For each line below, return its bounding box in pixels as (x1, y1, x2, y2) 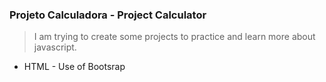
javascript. (33, 41, 77, 53)
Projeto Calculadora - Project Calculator (9, 8, 207, 22)
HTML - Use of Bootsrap (23, 61, 126, 73)
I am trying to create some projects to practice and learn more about (33, 31, 316, 43)
